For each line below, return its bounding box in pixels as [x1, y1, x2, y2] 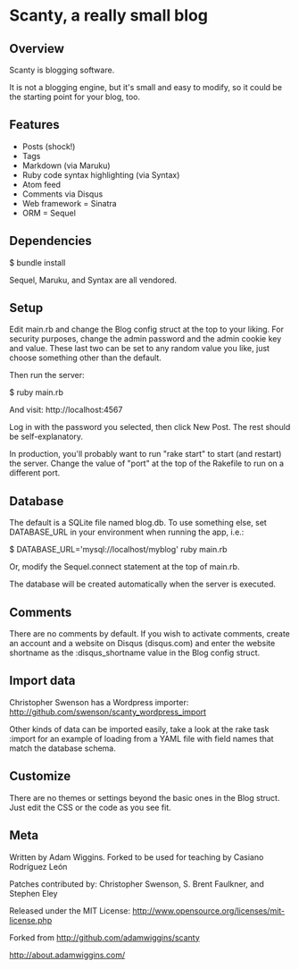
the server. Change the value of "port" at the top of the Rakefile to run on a [9, 458, 284, 469]
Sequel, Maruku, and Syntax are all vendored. [9, 274, 177, 285]
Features [9, 117, 60, 132]
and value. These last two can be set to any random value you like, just [9, 343, 270, 354]
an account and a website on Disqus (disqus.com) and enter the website [9, 638, 276, 649]
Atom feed [21, 179, 61, 190]
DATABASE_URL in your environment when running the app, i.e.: [9, 527, 245, 537]
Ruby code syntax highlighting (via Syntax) [21, 169, 180, 180]
